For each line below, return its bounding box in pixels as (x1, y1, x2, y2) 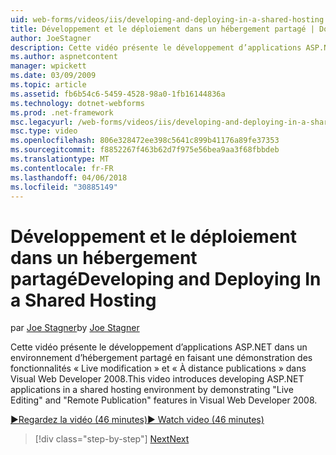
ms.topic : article (10, 80, 87, 90)
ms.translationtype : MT (10, 154, 110, 164)
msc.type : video (10, 126, 78, 136)
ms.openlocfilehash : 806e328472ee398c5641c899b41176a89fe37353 (10, 136, 280, 146)
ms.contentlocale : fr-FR (10, 163, 114, 173)
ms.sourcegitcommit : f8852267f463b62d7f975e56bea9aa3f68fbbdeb (10, 145, 280, 155)
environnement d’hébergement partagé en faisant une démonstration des (10, 352, 313, 364)
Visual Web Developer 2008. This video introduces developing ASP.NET (10, 373, 305, 385)
